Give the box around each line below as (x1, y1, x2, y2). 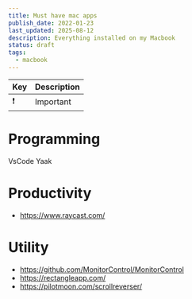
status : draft (8, 41, 56, 49)
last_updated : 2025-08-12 (8, 26, 94, 34)
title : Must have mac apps (8, 11, 98, 20)
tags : (8, 49, 26, 56)
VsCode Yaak (8, 156, 52, 165)
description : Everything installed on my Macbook (8, 33, 176, 42)
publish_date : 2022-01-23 (8, 19, 94, 27)
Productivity (8, 184, 92, 202)
